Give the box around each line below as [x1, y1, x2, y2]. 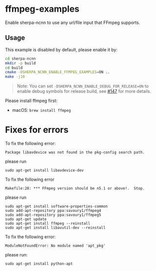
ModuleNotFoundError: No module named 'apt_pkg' [5, 243, 106, 249]
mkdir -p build [5, 61, 36, 65]
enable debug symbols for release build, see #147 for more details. [17, 88, 152, 94]
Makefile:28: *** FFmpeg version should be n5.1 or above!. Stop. [5, 186, 145, 191]
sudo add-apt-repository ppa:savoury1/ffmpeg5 [5, 212, 101, 218]
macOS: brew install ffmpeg [12, 107, 71, 113]
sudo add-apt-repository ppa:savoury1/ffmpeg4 [5, 208, 101, 213]
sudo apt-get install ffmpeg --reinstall [5, 221, 91, 226]
